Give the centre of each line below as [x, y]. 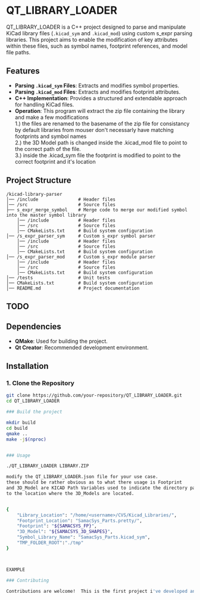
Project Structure [39, 181]
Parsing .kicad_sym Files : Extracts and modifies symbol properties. [97, 85]
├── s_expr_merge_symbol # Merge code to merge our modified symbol [97, 210]
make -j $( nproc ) [26, 439]
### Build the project [34, 412]
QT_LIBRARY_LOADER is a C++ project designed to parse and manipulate [96, 27]
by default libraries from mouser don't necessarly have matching [94, 130]
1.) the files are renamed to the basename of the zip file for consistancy [102, 124]
